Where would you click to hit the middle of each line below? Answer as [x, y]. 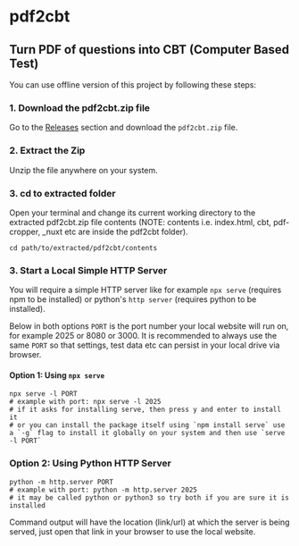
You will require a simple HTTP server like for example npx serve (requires [145, 290]
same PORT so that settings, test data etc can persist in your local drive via [145, 345]
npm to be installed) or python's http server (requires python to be [133, 299]
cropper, [25, 231]
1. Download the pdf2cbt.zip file [79, 107]
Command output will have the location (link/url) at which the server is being [149, 522]
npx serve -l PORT [43, 394]
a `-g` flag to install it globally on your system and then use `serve [147, 433]
